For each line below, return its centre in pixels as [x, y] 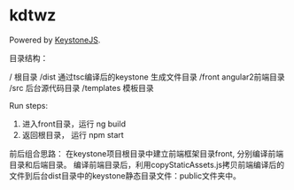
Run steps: [29, 105]
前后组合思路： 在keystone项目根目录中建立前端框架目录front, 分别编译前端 [147, 153]
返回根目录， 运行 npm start [73, 134]
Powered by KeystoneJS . [55, 40]
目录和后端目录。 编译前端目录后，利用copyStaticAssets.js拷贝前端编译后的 [147, 164]
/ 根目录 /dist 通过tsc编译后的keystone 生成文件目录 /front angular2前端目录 [147, 77]
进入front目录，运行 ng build [74, 124]
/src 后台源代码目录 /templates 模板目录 [82, 87]
